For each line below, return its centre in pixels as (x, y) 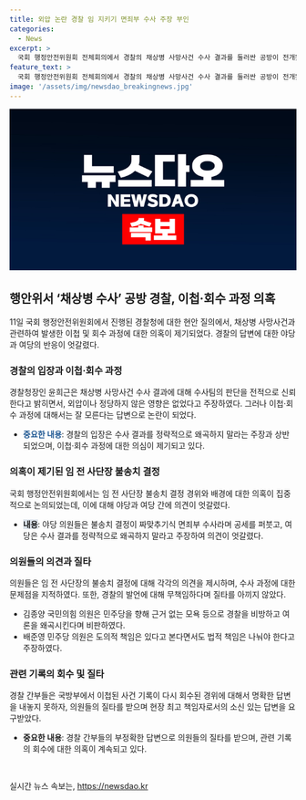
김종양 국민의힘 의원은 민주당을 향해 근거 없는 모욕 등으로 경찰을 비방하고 (151, 613)
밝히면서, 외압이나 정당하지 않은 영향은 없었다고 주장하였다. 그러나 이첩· (160, 404)
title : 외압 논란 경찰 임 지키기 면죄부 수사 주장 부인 (99, 19)
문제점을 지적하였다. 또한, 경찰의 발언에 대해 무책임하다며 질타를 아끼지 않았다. (148, 594)
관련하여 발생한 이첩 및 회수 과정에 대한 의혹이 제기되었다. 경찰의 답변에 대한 (144, 334)
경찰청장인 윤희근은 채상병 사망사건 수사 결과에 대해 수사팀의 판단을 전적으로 (144, 392)
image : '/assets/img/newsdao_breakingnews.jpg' (102, 87)
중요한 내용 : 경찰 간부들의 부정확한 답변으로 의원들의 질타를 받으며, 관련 (148, 738)
